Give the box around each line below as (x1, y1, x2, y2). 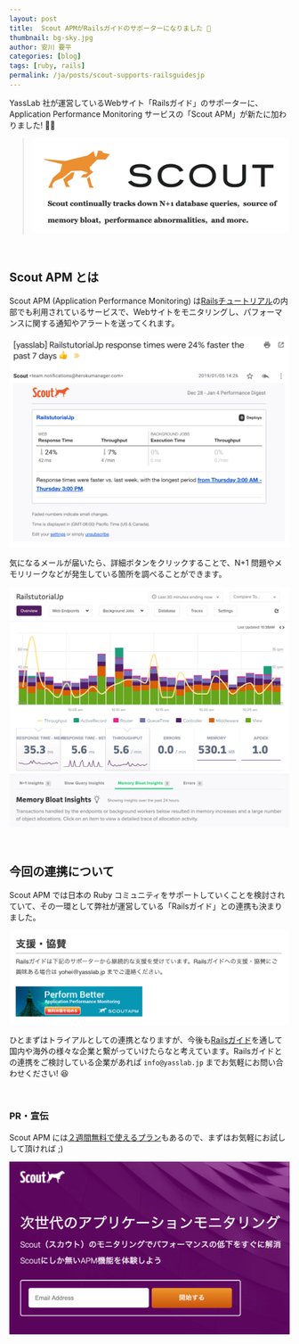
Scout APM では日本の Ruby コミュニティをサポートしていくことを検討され (9, 889, 286, 900)
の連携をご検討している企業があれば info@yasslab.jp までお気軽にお (9, 1057, 261, 1068)
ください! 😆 (24, 1068, 69, 1079)
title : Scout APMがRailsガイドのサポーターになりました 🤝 (9, 23, 212, 33)
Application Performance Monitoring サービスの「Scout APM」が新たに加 (9, 108, 279, 120)
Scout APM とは (9, 270, 100, 285)
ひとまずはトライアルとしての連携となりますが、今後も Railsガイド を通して (9, 1035, 283, 1045)
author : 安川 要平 (9, 43, 73, 52)
